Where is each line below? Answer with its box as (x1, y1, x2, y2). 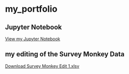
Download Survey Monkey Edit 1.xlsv (5, 63, 79, 69)
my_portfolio (5, 3, 58, 15)
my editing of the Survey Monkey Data (5, 50, 125, 58)
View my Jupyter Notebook (5, 36, 60, 42)
